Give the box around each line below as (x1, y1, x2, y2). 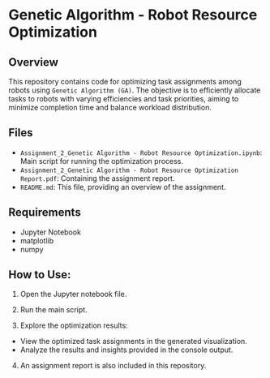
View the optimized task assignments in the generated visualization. (19, 337, 247, 346)
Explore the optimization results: (19, 320, 128, 330)
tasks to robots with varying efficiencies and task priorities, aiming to (8, 94, 239, 103)
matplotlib (19, 235, 54, 245)
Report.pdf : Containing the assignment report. (19, 173, 175, 183)
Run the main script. (19, 305, 88, 315)
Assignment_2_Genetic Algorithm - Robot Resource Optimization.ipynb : (19, 148, 263, 157)
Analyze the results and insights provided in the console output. (19, 345, 234, 354)
